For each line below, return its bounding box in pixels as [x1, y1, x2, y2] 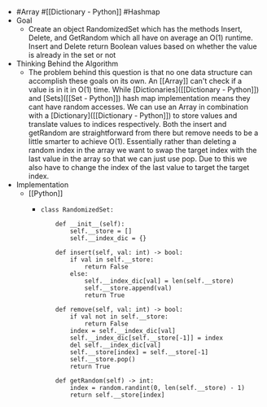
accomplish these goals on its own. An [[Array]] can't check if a [28, 77, 243, 85]
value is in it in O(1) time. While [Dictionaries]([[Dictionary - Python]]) [28, 85, 260, 94]
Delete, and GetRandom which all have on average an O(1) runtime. [28, 33, 254, 42]
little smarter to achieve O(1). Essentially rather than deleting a [28, 137, 237, 146]
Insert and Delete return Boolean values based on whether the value [28, 42, 258, 51]
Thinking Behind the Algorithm [15, 59, 119, 68]
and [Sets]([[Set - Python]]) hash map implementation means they [28, 94, 251, 103]
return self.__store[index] [69, 391, 165, 399]
